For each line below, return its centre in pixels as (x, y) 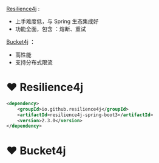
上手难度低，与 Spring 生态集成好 (57, 21)
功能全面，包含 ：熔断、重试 (50, 29)
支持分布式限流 (34, 62)
